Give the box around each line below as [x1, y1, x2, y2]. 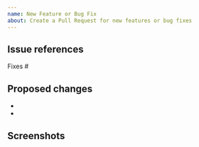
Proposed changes [7, 82, 93, 94]
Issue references [7, 43, 84, 55]
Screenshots [7, 129, 65, 142]
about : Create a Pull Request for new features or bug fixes [7, 17, 193, 24]
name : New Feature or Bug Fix [7, 10, 97, 18]
